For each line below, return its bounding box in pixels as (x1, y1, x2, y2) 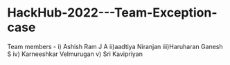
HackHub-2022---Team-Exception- (7, 5, 218, 21)
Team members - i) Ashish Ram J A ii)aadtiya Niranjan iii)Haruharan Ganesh (7, 42, 223, 50)
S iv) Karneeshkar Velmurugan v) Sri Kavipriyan (7, 50, 143, 58)
